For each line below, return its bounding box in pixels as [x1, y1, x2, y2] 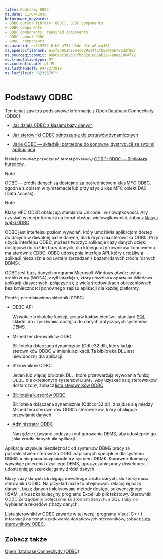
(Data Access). [5, 190, 35, 196]
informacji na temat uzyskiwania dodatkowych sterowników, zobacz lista [5, 516, 151, 522]
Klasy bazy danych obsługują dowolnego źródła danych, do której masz [5, 475, 149, 481]
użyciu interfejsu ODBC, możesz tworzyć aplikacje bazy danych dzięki [5, 240, 146, 245]
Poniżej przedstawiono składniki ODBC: [5, 295, 84, 300]
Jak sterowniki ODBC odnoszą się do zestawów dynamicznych [12, 132, 139, 138]
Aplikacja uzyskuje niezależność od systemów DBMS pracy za [5, 445, 130, 451]
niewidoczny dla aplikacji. [12, 353, 64, 359]
